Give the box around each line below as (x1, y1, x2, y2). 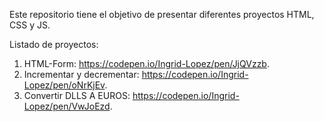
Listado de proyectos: (9, 39, 99, 50)
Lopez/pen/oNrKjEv (23, 79, 106, 91)
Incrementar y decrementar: (23, 69, 140, 80)
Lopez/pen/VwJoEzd (23, 100, 111, 112)
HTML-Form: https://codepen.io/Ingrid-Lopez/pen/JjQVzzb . (23, 58, 270, 69)
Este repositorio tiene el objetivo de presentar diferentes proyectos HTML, (9, 9, 315, 20)
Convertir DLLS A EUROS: (23, 90, 131, 101)
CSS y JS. (9, 19, 51, 31)
